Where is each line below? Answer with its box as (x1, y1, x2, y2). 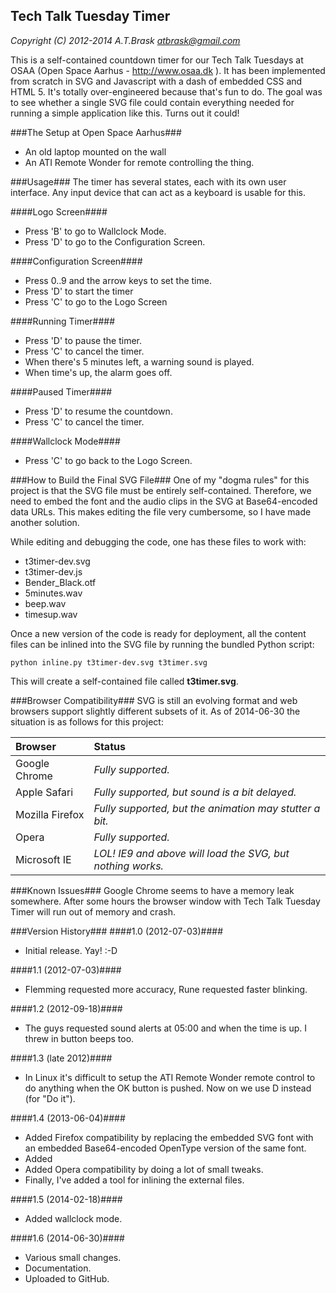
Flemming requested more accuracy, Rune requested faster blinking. (24, 983, 308, 995)
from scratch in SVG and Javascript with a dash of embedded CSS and (10, 75, 303, 87)
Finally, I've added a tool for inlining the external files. (24, 1174, 245, 1186)
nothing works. (93, 859, 164, 873)
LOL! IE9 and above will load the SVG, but (93, 846, 290, 860)
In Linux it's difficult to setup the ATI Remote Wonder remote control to (24, 1071, 316, 1083)
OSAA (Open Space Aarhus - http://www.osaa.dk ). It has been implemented (10, 64, 326, 76)
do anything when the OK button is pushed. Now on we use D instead (24, 1082, 312, 1094)
